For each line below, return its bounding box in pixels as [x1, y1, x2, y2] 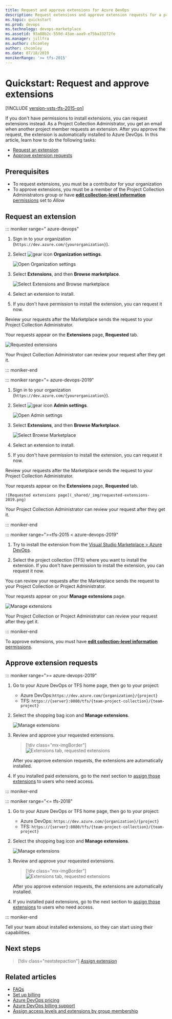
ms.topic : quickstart [5, 17, 52, 22]
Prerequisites [5, 167, 49, 176]
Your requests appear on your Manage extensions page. [5, 593, 126, 599]
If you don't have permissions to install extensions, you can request [5, 115, 147, 121]
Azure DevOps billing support [12, 1003, 75, 1009]
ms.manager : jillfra [5, 36, 50, 42]
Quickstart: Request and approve [5, 78, 149, 89]
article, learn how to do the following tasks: [5, 137, 96, 143]
